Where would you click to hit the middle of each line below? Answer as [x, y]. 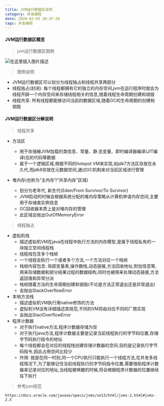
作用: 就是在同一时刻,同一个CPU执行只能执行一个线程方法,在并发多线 [88, 357]
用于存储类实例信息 [39, 203]
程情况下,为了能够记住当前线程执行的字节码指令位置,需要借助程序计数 [89, 364]
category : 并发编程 [23, 14]
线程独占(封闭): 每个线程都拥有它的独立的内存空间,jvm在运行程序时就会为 [85, 88]
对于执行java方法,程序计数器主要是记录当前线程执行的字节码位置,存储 [89, 333]
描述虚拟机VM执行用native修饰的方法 [57, 303]
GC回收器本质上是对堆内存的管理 [53, 208]
